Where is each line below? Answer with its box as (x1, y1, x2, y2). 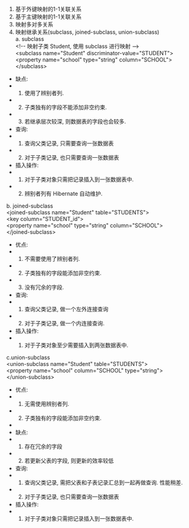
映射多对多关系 (15, 21, 53, 28)
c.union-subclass (6, 354, 50, 361)
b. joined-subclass (6, 202, 53, 209)
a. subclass (15, 36, 44, 42)
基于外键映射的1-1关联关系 (15, 6, 82, 12)
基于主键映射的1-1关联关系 (15, 13, 82, 20)
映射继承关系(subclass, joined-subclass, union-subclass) (15, 28, 160, 36)
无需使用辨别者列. (24, 400, 69, 407)
